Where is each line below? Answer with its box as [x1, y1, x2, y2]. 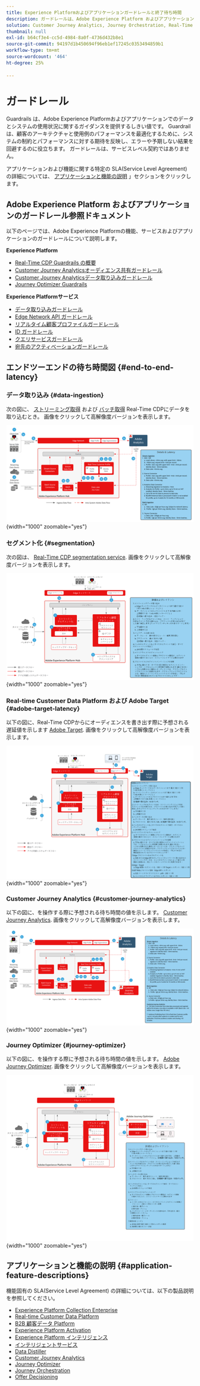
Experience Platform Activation [14, 1326, 91, 1334]
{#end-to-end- [117, 362, 174, 372]
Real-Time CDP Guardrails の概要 [14, 259, 96, 267]
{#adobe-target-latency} [6, 704, 80, 713]
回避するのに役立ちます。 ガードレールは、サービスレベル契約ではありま [6, 145, 185, 152]
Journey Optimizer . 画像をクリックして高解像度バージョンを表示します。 [6, 1063, 184, 1070]
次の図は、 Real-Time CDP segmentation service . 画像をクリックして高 [6, 553, 180, 561]
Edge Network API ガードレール [14, 313, 93, 320]
